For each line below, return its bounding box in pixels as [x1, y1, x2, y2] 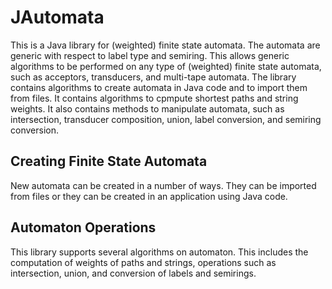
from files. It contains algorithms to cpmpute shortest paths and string [10, 92, 299, 104]
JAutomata [10, 6, 105, 29]
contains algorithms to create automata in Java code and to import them [10, 81, 308, 93]
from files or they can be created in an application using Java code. [10, 190, 288, 202]
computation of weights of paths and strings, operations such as [10, 256, 277, 268]
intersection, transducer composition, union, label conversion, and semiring [10, 113, 322, 125]
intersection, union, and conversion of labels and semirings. [10, 267, 257, 279]
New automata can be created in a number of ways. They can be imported [10, 179, 317, 191]
